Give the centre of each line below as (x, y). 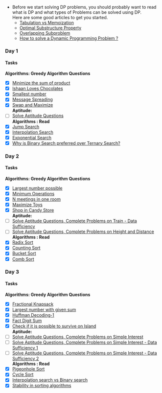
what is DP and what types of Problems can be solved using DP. (77, 12)
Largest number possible (37, 188)
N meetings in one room (36, 199)
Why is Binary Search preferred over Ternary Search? (66, 143)
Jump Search (26, 126)
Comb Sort (23, 259)
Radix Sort (23, 242)
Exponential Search (32, 138)
